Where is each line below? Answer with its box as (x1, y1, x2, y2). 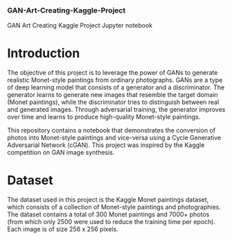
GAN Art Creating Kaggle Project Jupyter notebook (7, 22, 153, 30)
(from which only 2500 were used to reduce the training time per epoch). (7, 218, 216, 226)
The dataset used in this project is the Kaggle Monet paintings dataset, (7, 196, 209, 204)
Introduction (7, 46, 80, 61)
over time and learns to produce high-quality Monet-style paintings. (7, 113, 201, 121)
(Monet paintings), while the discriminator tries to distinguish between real (7, 98, 220, 106)
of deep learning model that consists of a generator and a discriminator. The (7, 83, 225, 92)
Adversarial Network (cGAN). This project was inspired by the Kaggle (7, 141, 205, 149)
